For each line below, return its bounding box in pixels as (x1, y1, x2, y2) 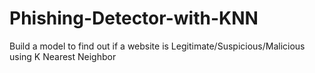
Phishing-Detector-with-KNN (9, 7, 259, 30)
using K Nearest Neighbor (9, 50, 117, 62)
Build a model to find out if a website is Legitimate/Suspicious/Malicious (9, 40, 306, 52)
